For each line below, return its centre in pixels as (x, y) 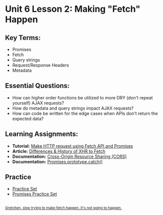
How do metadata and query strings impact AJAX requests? (73, 108)
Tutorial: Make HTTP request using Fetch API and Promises (73, 146)
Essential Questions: (37, 86)
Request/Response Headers (41, 65)
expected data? (28, 119)
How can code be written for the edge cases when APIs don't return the (85, 113)
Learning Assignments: (42, 134)
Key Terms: (23, 38)
